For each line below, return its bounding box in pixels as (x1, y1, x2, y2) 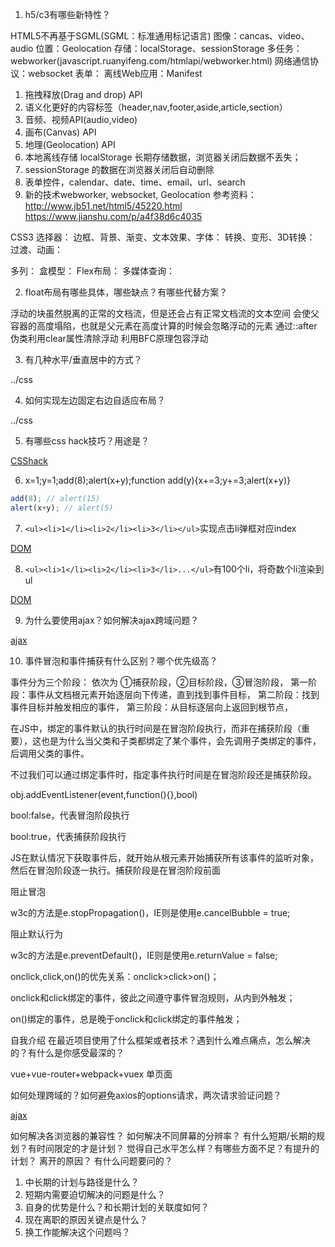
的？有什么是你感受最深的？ (10, 1046, 125, 1058)
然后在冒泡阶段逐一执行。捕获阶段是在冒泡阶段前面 (10, 864, 221, 876)
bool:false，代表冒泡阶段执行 (10, 809, 130, 821)
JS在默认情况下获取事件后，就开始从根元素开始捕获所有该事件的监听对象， (10, 851, 319, 863)
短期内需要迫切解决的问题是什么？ (24, 1188, 166, 1200)
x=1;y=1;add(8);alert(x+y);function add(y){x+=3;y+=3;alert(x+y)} (24, 474, 292, 486)
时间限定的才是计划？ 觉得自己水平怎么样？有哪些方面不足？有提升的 (36, 1142, 320, 1154)
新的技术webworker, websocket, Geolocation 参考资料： (24, 189, 257, 200)
